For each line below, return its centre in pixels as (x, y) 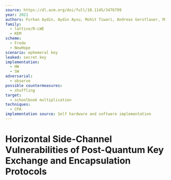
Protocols (26, 172)
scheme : (13, 39)
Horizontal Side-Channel (59, 139)
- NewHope (20, 48)
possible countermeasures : (34, 85)
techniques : (18, 105)
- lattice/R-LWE (27, 29)
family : (13, 24)
